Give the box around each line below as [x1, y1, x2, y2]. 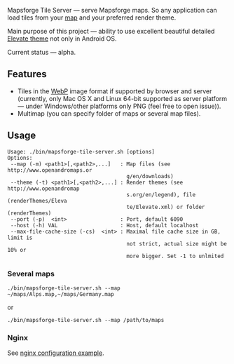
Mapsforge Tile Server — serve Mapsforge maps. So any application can [7, 6, 217, 14]
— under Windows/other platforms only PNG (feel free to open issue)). [17, 102, 221, 110]
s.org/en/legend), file [126, 191, 196, 198]
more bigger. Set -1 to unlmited [126, 252, 224, 259]
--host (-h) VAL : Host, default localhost [10, 222, 199, 229]
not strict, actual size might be [126, 240, 228, 248]
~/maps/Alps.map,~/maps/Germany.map [7, 290, 114, 297]
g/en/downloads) [126, 173, 174, 180]
